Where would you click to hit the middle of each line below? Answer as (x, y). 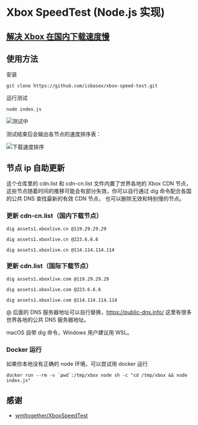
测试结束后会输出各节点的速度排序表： (54, 134)
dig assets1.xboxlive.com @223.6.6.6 (54, 289)
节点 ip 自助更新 (36, 168)
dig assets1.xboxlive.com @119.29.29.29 (58, 279)
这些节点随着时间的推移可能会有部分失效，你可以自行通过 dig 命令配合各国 (99, 191)
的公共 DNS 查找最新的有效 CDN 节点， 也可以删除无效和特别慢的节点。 (96, 199)
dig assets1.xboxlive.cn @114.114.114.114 (60, 250)
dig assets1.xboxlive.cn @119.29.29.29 (56, 229)
